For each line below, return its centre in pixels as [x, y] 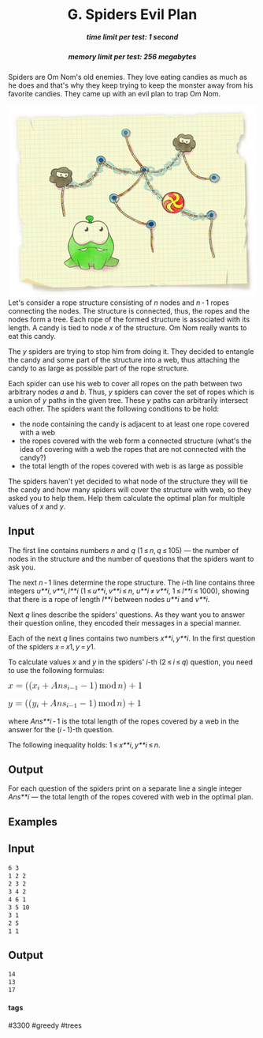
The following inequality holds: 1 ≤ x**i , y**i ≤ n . [84, 745]
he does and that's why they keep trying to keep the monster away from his [131, 85]
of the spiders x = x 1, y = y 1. [52, 646]
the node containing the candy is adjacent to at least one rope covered [134, 423]
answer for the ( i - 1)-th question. [61, 729]
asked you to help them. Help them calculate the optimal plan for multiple [127, 498]
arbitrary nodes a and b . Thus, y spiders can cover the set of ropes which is [131, 392]
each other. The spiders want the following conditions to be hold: [113, 408]
